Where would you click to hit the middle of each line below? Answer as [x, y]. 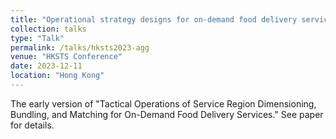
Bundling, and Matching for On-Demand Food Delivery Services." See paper [167, 114]
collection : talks [48, 29]
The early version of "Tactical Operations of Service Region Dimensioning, [163, 103]
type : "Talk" [37, 38]
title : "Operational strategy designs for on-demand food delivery [154, 19]
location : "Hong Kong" [57, 76]
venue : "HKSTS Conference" [66, 57]
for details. [32, 125]
